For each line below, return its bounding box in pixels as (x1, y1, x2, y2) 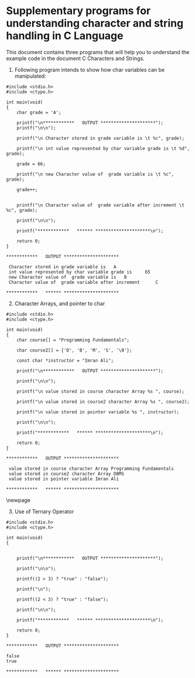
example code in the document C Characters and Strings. (6, 55, 145, 62)
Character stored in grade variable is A (8, 263, 117, 270)
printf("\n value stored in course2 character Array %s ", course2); (16, 399, 190, 405)
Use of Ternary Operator (14, 507, 74, 515)
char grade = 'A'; (16, 109, 61, 115)
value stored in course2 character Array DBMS (8, 470, 125, 477)
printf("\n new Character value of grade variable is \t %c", (16, 171, 175, 177)
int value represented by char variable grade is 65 (8, 269, 150, 275)
